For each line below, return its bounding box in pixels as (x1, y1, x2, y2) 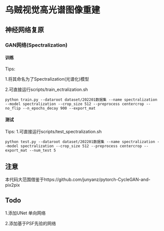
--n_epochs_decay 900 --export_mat (23, 106, 96, 111)
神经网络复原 (5, 26, 44, 34)
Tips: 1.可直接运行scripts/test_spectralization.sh (5, 128, 102, 134)
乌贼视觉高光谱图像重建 (5, 4, 100, 16)
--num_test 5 (29, 148, 56, 153)
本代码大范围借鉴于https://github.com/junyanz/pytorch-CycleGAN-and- (5, 176, 151, 182)
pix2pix (5, 182, 20, 188)
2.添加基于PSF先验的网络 (5, 220, 56, 226)
